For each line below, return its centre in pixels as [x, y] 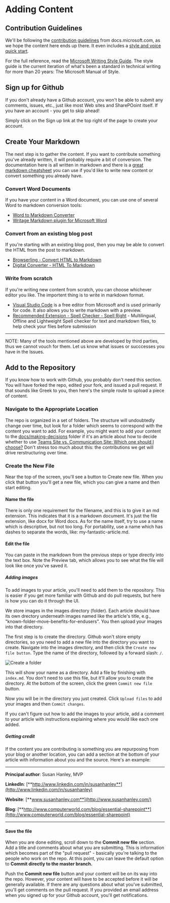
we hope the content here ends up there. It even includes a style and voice [83, 46]
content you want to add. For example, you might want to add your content [83, 431]
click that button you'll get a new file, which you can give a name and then [82, 482]
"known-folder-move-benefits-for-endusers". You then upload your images [84, 622]
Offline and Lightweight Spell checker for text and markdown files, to [84, 321]
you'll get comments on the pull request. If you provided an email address [82, 890]
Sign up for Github [35, 88]
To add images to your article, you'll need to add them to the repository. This [85, 590]
